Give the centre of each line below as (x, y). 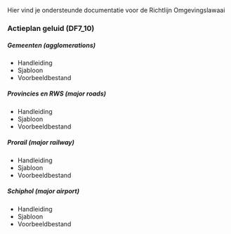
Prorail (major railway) (41, 143)
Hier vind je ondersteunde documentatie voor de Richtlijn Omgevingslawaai (116, 10)
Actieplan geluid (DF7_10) (51, 28)
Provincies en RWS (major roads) (57, 93)
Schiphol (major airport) (43, 191)
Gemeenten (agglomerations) (52, 45)
